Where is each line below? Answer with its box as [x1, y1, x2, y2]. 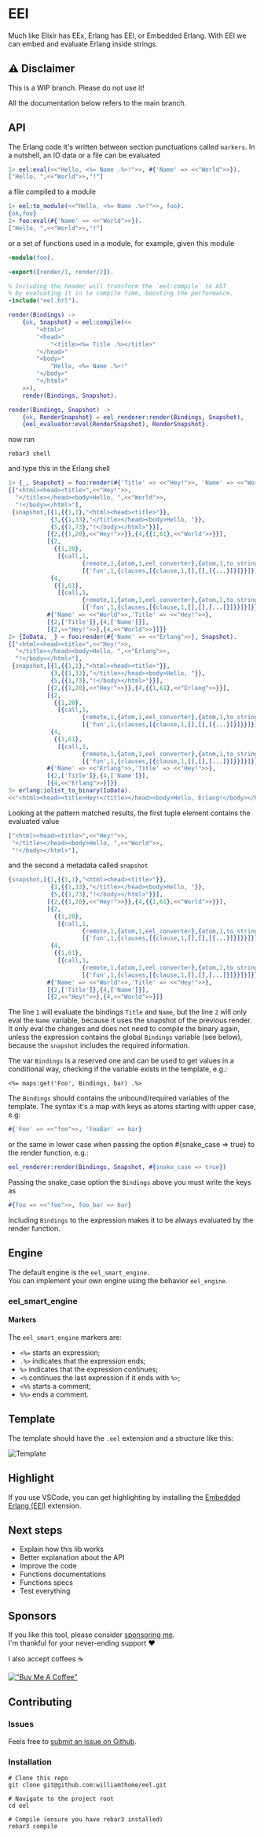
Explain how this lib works [19, 1545, 104, 1554]
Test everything [19, 1586, 71, 1596]
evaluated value [8, 816, 60, 826]
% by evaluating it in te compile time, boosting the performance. [8, 289, 234, 298]
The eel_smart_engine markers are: [8, 1332, 122, 1342]
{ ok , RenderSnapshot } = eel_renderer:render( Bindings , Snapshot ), [22, 413, 244, 421]
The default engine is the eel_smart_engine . [8, 1267, 149, 1277]
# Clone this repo [8, 1774, 68, 1783]
